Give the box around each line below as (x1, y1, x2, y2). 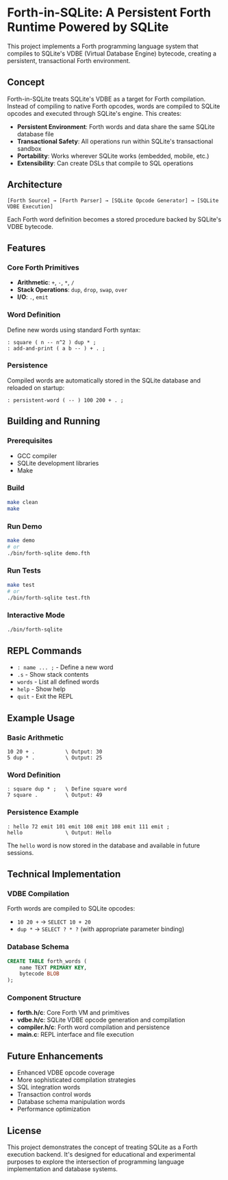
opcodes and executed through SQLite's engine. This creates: (7, 109, 182, 117)
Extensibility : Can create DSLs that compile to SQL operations (16, 159, 194, 167)
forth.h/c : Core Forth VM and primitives (16, 1009, 130, 1017)
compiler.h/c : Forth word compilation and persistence (16, 1023, 170, 1031)
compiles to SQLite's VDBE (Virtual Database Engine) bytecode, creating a (7, 49, 217, 58)
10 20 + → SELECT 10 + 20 (16, 917, 91, 926)
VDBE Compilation (7, 889, 70, 898)
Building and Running (7, 416, 101, 427)
